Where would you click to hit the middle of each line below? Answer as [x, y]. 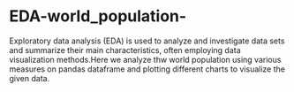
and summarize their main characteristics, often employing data [125, 50]
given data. [30, 78]
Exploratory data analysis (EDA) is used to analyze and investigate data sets [147, 41]
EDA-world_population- [98, 16]
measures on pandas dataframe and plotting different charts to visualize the [147, 69]
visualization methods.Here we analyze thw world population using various [145, 59]
